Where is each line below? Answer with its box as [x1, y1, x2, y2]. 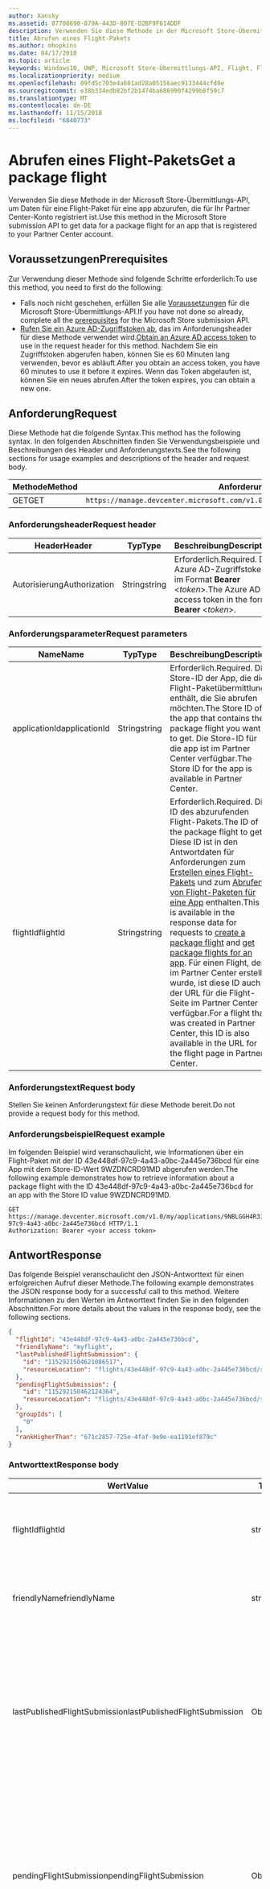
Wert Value [107, 1480, 149, 1491]
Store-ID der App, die [170, 673, 252, 684]
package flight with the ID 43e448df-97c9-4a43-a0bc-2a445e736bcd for [8, 1181, 254, 1191]
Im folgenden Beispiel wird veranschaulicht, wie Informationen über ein [8, 1147, 243, 1157]
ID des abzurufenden [170, 806, 249, 818]
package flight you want [170, 723, 261, 734]
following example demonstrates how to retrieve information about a [8, 1173, 235, 1182]
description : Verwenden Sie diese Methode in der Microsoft [8, 27, 215, 35]
